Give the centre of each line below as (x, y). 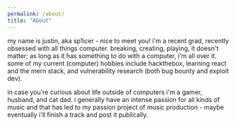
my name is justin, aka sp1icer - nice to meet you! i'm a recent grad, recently (118, 40)
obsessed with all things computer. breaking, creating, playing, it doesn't (113, 48)
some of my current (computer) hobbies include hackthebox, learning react (117, 63)
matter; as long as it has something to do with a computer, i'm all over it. (112, 56)
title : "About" (30, 21)
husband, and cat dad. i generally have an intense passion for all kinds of (114, 99)
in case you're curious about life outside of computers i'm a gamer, (105, 92)
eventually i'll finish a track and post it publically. (78, 115)
